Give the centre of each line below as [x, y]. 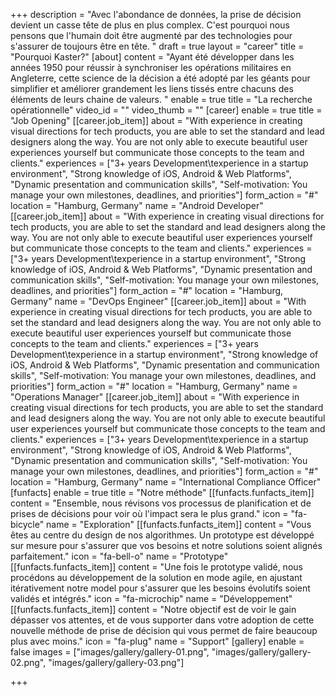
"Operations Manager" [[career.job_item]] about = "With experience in [155, 397]
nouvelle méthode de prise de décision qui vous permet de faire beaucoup [164, 630]
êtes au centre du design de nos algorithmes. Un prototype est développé [162, 535]
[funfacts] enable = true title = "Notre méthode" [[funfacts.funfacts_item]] [162, 492]
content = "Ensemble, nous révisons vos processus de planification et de [161, 503]
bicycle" [27, 524]
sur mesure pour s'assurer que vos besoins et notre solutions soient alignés [166, 545]
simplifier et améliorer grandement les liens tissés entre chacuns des [152, 88]
